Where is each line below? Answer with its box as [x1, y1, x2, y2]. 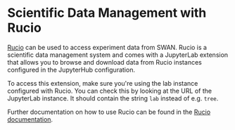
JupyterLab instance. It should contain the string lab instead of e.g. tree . [7, 93, 219, 103]
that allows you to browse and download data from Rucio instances [7, 58, 202, 66]
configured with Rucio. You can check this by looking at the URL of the [7, 86, 212, 95]
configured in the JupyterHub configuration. [7, 65, 136, 74]
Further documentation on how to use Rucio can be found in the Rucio [7, 108, 211, 116]
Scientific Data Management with [7, 5, 207, 21]
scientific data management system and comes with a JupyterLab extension [7, 51, 229, 59]
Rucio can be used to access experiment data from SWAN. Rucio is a [7, 43, 208, 51]
